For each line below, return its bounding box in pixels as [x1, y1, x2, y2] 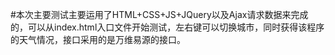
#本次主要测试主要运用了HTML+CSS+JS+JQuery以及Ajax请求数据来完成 [10, 9, 309, 20]
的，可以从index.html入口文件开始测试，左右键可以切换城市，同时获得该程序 [10, 21, 325, 33]
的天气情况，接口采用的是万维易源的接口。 [10, 34, 186, 45]
